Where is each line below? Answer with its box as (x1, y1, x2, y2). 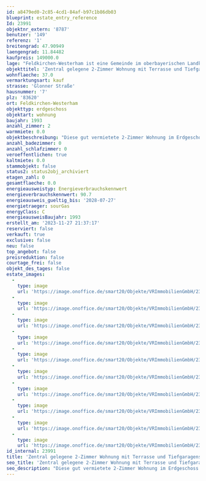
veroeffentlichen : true (6, 152, 67, 158)
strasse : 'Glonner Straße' (6, 83, 75, 90)
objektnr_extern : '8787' (6, 26, 70, 33)
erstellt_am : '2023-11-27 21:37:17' (6, 220, 100, 226)
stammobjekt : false (6, 163, 56, 169)
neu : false (6, 243, 34, 249)
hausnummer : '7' (6, 89, 48, 95)
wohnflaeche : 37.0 (6, 72, 53, 78)
